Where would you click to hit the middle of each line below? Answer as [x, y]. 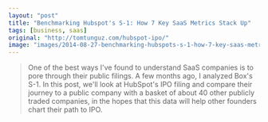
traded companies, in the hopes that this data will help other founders [142, 101]
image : [19, 45]
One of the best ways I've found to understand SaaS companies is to [140, 67]
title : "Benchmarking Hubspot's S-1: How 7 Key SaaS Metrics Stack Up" [130, 23]
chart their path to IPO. [65, 110]
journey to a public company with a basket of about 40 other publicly [141, 93]
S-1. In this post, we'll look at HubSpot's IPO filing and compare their [140, 85]
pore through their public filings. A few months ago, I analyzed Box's [140, 76]
